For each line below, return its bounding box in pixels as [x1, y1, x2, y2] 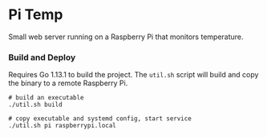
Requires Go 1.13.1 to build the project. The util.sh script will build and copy [8, 70, 259, 80]
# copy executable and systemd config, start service [8, 115, 192, 123]
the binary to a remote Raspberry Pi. [8, 78, 128, 88]
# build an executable [8, 94, 84, 102]
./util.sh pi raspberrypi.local [8, 122, 116, 130]
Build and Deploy [8, 52, 76, 63]
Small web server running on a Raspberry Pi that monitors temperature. [8, 32, 244, 41]
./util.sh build [8, 101, 63, 109]
